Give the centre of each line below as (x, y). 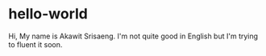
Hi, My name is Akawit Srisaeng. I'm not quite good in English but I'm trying (133, 36)
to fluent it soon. (35, 44)
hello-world (48, 14)
